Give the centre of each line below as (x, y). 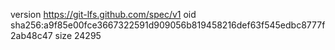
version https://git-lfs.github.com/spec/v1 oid (103, 14)
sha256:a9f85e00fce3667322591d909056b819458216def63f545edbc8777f (168, 25)
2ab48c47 (31, 35)
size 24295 (78, 35)
